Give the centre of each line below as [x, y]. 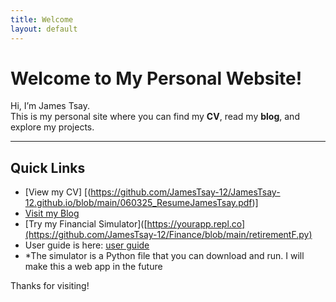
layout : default [44, 29]
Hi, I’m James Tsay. [50, 106]
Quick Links [48, 167]
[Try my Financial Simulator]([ [86, 224]
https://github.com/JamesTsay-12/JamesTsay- [185, 192]
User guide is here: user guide [87, 245]
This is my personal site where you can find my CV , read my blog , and [155, 117]
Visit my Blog [52, 213]
